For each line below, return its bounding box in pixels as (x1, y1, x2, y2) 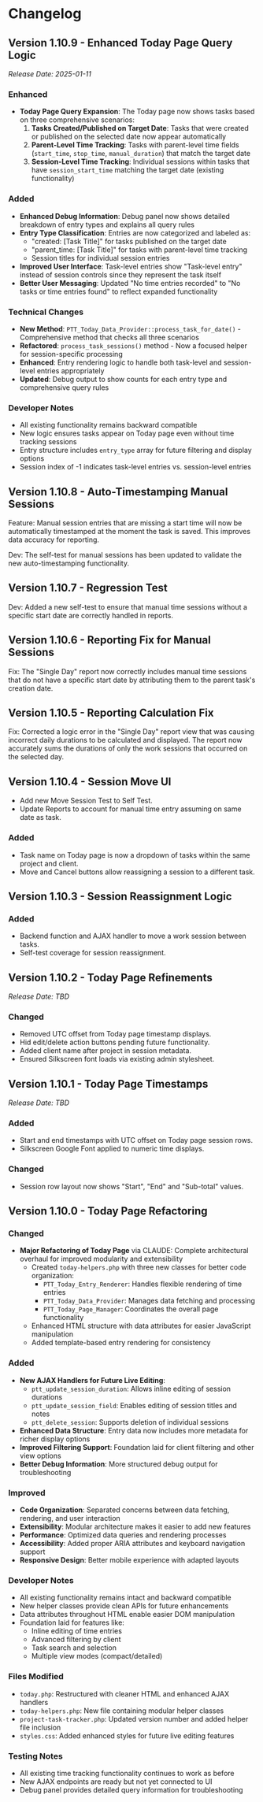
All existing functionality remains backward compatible (19, 421, 198, 430)
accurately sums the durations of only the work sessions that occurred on (8, 743, 248, 753)
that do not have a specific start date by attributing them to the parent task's (8, 675, 256, 684)
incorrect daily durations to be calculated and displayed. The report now (8, 736, 243, 745)
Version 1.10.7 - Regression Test (8, 581, 168, 595)
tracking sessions (19, 437, 77, 447)
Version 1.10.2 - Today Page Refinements (8, 970, 213, 984)
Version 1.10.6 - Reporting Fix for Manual (8, 633, 211, 647)
